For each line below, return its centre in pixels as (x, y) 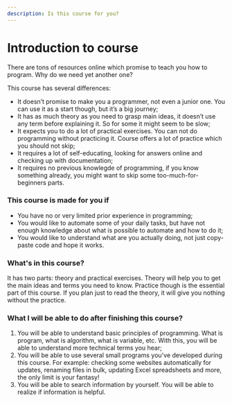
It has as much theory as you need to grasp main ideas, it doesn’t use (116, 116)
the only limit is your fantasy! (58, 377)
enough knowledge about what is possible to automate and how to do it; (120, 230)
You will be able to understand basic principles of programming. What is (120, 333)
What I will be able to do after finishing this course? (95, 318)
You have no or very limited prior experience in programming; (105, 215)
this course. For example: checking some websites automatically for (114, 363)
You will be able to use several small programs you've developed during (120, 355)
